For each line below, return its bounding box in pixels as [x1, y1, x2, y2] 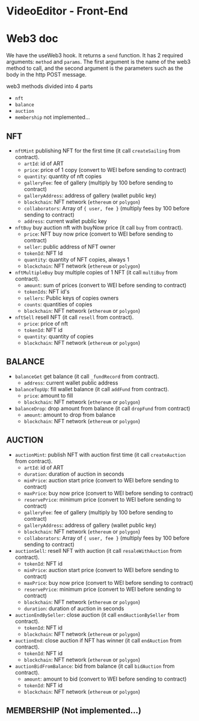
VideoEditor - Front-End [6, 4, 128, 18]
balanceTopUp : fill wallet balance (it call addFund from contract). [14, 385, 170, 392]
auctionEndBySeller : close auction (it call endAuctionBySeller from [14, 611, 180, 619]
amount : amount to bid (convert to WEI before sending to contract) [23, 675, 187, 682]
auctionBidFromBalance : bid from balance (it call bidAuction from [14, 662, 175, 670]
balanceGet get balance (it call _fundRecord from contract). [14, 373, 159, 380]
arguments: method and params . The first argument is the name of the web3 [6, 58, 191, 66]
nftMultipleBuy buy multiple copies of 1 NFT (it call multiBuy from [14, 268, 178, 275]
